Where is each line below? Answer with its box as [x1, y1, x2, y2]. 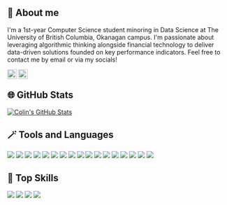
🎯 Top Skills [7, 172, 59, 184]
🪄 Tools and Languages [7, 129, 114, 141]
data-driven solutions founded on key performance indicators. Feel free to [7, 48, 221, 56]
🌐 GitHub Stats [7, 89, 73, 101]
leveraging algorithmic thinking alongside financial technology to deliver [7, 40, 214, 49]
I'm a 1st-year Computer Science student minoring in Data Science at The [7, 25, 219, 34]
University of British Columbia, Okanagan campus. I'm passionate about [7, 33, 214, 41]
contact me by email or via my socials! [7, 55, 117, 64]
